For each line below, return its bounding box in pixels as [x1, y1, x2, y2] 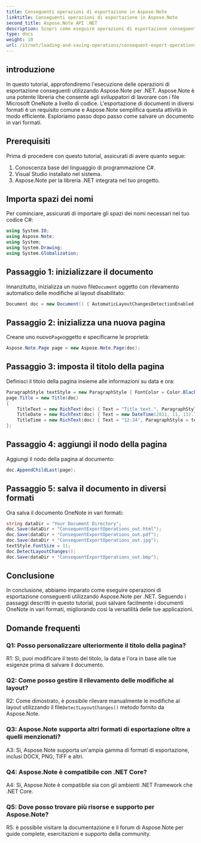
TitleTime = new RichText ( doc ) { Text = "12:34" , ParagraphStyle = [17, 417, 188, 424]
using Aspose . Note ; [6, 234, 55, 240]
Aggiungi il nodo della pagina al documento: [6, 455, 115, 463]
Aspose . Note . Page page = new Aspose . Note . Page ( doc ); [6, 345, 141, 352]
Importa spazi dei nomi [6, 193, 94, 204]
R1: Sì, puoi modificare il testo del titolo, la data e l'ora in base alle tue [6, 655, 176, 662]
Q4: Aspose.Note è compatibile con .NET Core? [6, 767, 148, 776]
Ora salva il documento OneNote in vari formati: [6, 509, 124, 516]
